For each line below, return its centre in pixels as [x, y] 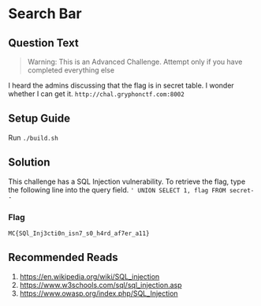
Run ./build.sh [34, 137]
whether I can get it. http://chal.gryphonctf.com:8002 [97, 94]
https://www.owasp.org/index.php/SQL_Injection [99, 293]
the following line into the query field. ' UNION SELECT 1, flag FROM [117, 189]
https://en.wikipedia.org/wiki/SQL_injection [89, 276]
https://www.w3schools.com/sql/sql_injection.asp [101, 285]
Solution [29, 162]
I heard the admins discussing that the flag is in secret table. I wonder [121, 85]
